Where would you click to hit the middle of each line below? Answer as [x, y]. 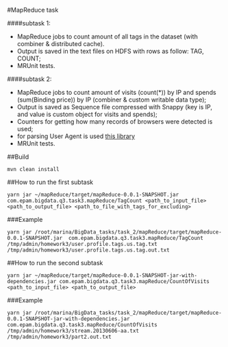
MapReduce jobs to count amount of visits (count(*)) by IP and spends [117, 92]
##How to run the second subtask [55, 263]
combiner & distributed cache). [61, 44]
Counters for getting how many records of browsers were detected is [115, 122]
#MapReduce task [33, 10]
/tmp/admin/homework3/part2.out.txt [59, 337]
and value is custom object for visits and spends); [87, 114]
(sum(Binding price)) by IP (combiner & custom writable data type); [112, 100]
